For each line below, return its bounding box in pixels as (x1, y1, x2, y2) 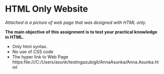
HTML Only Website (5, 3, 88, 15)
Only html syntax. (12, 43, 48, 49)
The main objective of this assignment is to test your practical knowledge (5, 29, 158, 35)
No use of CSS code (12, 49, 54, 55)
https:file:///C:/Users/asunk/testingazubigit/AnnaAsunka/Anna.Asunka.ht (12, 59, 159, 65)
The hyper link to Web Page (12, 54, 69, 59)
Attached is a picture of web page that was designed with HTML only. (5, 19, 147, 25)
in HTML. (5, 34, 24, 40)
